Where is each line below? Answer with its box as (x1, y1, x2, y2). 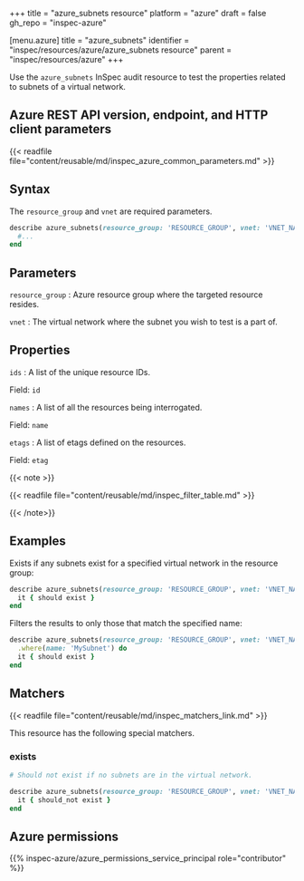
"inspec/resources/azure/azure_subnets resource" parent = (9, 44, 233, 55)
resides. (9, 299, 40, 310)
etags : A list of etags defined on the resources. (9, 437, 186, 448)
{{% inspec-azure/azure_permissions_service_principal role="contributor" (9, 853, 287, 864)
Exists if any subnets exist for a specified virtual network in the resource (9, 557, 279, 568)
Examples (9, 534, 66, 549)
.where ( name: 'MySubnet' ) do (17, 644, 128, 653)
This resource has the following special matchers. (9, 727, 195, 738)
